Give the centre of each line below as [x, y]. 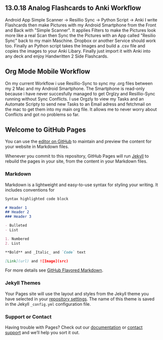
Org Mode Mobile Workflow [48, 72]
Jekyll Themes [23, 283]
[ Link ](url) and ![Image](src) [37, 261]
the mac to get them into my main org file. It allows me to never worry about [81, 109]
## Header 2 [17, 212]
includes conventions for [30, 190]
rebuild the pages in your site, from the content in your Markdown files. [76, 161]
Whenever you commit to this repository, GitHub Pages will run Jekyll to [77, 156]
